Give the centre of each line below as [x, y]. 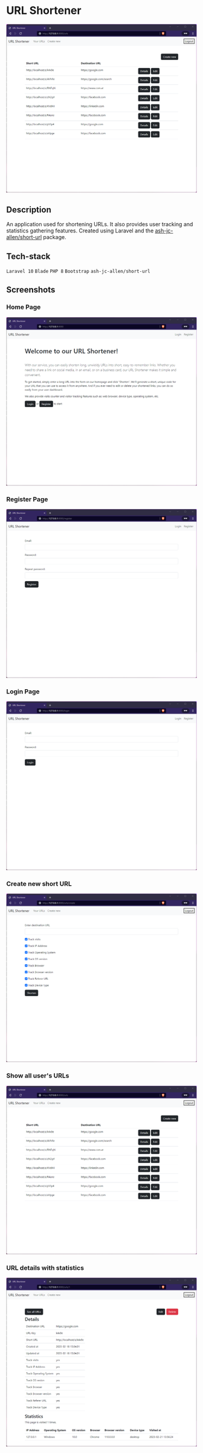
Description [29, 210]
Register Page [27, 499]
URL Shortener [44, 11]
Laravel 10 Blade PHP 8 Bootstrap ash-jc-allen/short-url [78, 271]
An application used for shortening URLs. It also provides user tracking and [100, 224]
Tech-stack [28, 256]
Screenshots [31, 290]
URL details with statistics [45, 1267]
